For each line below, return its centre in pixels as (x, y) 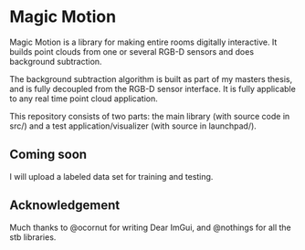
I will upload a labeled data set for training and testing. (111, 176)
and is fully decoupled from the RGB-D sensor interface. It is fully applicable (153, 89)
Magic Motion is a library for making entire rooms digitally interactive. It (143, 42)
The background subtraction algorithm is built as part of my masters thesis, (151, 78)
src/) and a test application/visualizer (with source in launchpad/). (133, 126)
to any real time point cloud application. (84, 99)
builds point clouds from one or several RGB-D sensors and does (131, 51)
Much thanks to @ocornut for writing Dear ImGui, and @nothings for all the (150, 227)
